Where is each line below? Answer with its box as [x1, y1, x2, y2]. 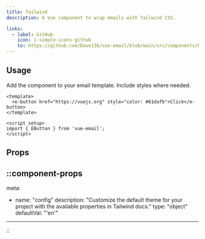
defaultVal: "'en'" [15, 209, 59, 217]
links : [6, 26, 23, 32]
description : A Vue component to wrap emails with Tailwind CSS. [6, 15, 176, 21]
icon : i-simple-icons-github [17, 37, 92, 43]
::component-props [6, 168, 83, 178]
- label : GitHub [12, 31, 53, 37]
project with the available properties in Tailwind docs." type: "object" [15, 203, 188, 210]
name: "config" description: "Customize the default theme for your [15, 196, 183, 204]
